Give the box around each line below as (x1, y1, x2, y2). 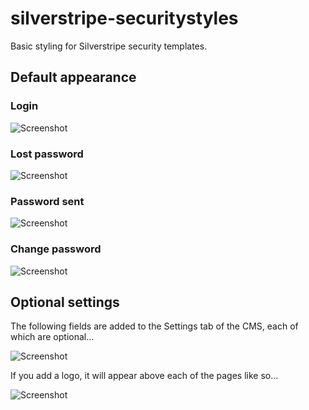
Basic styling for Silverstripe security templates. (10, 40, 208, 52)
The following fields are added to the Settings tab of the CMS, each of (10, 320, 299, 332)
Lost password (10, 147, 84, 161)
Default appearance (10, 69, 137, 86)
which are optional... (10, 331, 95, 343)
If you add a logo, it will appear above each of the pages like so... (10, 370, 279, 382)
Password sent (10, 194, 85, 208)
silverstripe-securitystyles (10, 7, 239, 30)
